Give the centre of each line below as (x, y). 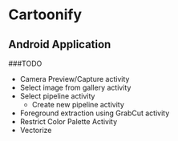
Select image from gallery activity (75, 87)
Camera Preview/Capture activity (75, 79)
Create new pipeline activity (78, 105)
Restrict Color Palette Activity (69, 121)
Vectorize (36, 130)
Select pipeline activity (57, 96)
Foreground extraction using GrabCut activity (95, 113)
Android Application (60, 44)
